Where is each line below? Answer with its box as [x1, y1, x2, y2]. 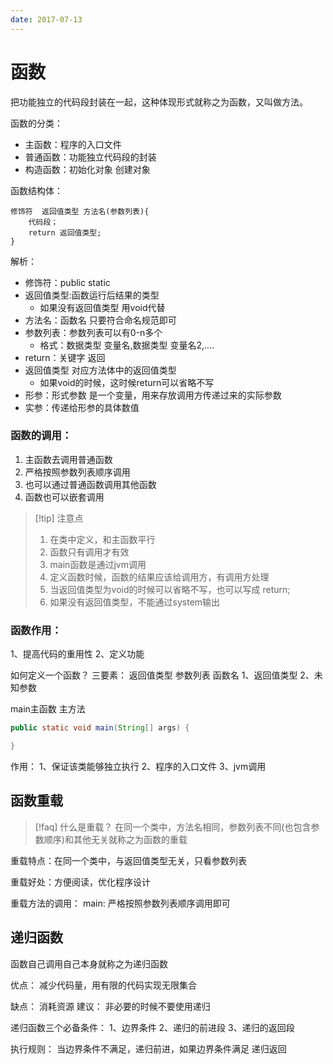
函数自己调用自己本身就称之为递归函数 [10, 957, 168, 970]
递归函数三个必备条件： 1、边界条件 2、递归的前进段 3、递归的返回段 [10, 1021, 295, 1033]
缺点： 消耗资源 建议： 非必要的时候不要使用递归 [10, 1000, 211, 1012]
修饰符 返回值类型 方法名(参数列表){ [10, 206, 150, 216]
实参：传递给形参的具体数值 [24, 401, 140, 413]
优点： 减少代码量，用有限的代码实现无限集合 [10, 979, 197, 991]
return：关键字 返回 [24, 351, 106, 363]
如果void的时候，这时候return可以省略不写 [39, 376, 215, 388]
